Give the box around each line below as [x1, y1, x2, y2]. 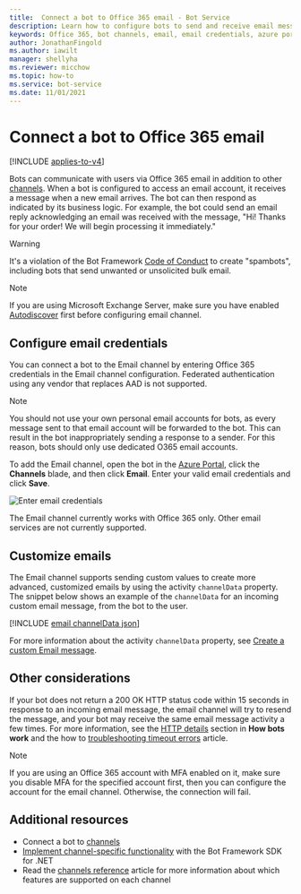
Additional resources [9, 812, 129, 828]
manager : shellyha [9, 55, 78, 64]
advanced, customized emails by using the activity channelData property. [9, 581, 279, 592]
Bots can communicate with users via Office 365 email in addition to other [9, 174, 282, 185]
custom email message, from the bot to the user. [9, 601, 188, 612]
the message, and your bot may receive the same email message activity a [9, 713, 285, 724]
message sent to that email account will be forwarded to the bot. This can [9, 423, 281, 434]
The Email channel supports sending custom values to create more [9, 572, 256, 583]
